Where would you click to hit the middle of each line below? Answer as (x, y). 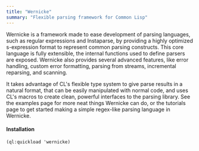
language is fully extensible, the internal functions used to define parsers (96, 53)
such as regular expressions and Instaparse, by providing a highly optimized (100, 41)
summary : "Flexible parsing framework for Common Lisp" (77, 17)
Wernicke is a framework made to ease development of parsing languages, (98, 34)
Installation (20, 130)
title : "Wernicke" (29, 12)
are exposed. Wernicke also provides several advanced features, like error (97, 60)
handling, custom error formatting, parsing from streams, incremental (91, 66)
